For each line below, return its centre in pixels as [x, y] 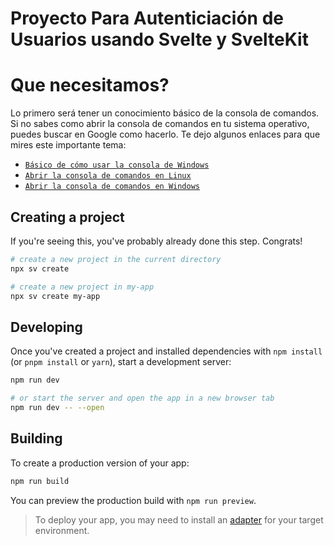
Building [36, 438]
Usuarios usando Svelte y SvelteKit [159, 39]
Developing [46, 327]
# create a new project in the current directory [116, 259]
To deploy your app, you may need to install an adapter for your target [179, 519]
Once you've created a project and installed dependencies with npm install [166, 351]
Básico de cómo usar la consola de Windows [117, 165]
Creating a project [67, 217]
